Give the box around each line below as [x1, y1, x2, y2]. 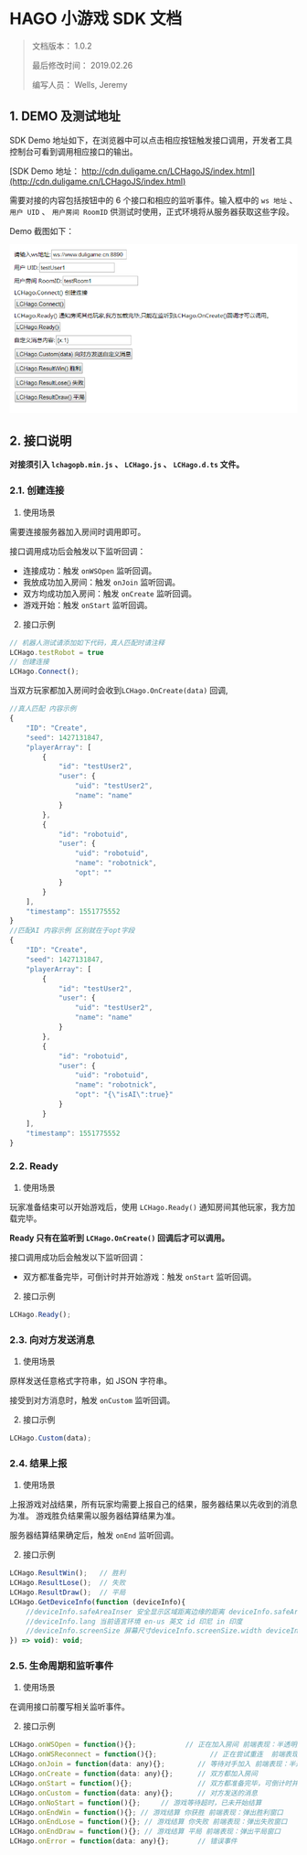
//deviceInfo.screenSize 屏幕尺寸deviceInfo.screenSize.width [26, 1626, 262, 1635]
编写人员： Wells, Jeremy [31, 79, 128, 90]
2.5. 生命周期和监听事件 [9, 1659, 114, 1672]
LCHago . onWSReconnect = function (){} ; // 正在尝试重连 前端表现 [9, 1750, 299, 1759]
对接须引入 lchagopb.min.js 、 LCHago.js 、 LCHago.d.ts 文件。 [9, 459, 245, 470]
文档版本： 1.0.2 [31, 40, 93, 51]
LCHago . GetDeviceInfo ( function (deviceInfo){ [9, 1597, 185, 1606]
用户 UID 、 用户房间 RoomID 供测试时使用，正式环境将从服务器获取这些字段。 [9, 206, 294, 217]
